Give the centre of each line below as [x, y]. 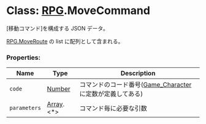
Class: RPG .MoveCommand [78, 11]
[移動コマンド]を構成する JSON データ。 [57, 28]
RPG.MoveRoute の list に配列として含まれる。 [65, 41]
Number [59, 89]
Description [138, 73]
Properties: [24, 57]
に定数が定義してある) [111, 94]
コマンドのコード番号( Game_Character [135, 85]
